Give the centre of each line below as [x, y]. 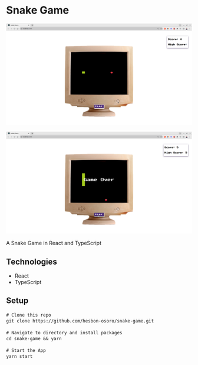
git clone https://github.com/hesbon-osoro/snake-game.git [80, 321]
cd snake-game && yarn [34, 338]
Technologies [32, 261]
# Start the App [26, 350]
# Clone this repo [29, 315]
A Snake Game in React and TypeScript [54, 243]
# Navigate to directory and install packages [64, 333]
